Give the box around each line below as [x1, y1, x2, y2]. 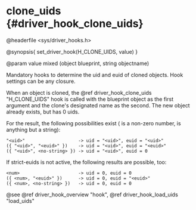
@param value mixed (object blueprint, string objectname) [6, 60, 150, 67]
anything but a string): [6, 126, 61, 133]
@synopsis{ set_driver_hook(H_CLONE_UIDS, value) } [6, 48, 138, 55]
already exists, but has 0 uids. [6, 108, 80, 115]
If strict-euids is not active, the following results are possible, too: [6, 158, 167, 165]
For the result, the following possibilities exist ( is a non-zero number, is [6, 119, 181, 126]
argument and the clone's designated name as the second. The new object [6, 101, 190, 109]
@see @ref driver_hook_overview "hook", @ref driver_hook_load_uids [6, 191, 179, 198]
